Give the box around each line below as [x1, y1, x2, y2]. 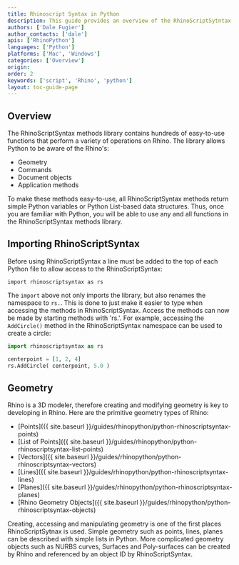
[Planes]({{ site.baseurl [17, 483, 86, 491]
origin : [7, 64, 31, 71]
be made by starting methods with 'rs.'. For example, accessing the [7, 314, 205, 322]
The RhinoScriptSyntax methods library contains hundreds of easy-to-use [7, 129, 225, 138]
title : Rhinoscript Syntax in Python [7, 10, 120, 18]
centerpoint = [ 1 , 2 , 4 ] [7, 355, 81, 363]
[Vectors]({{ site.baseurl [17, 453, 89, 461]
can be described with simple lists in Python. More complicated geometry [7, 535, 224, 544]
